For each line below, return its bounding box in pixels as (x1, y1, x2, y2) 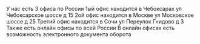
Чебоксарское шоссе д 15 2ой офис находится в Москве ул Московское (6, 11, 194, 19)
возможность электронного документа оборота (6, 31, 132, 38)
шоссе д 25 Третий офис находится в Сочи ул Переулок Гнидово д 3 (6, 18, 184, 25)
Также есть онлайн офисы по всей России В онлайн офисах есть (6, 24, 175, 31)
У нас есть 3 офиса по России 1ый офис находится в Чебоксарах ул (6, 5, 182, 12)
